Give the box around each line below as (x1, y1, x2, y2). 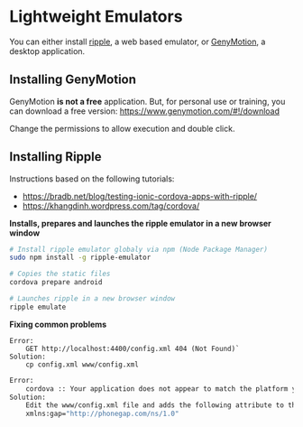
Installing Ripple (9, 149, 102, 164)
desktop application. (9, 45, 86, 56)
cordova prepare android (9, 278, 103, 287)
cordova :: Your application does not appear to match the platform (25, 384, 289, 394)
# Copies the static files (9, 269, 111, 279)
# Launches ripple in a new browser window (9, 294, 176, 303)
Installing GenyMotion (9, 72, 137, 88)
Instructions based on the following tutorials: (9, 173, 175, 184)
